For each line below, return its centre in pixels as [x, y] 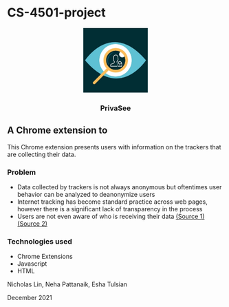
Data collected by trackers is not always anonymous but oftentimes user [119, 187]
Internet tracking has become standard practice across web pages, [112, 202]
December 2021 [30, 298]
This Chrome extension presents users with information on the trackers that [114, 147]
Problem [22, 172]
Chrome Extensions [45, 257]
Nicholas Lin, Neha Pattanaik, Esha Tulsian [67, 284]
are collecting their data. [42, 154]
